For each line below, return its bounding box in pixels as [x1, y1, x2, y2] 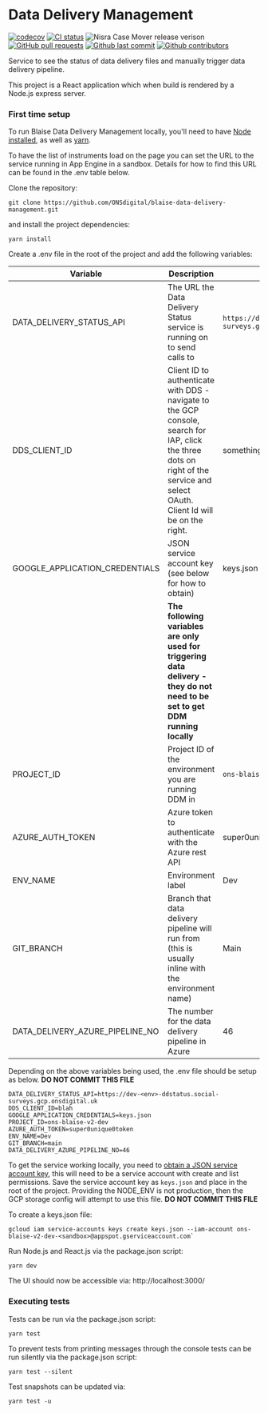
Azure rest [167, 847, 207, 858]
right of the [167, 465, 210, 476]
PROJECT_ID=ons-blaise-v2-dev [8, 1119, 109, 1127]
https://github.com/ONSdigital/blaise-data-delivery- [43, 198, 227, 207]
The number [167, 1006, 214, 1017]
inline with [167, 963, 206, 974]
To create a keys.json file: [8, 1210, 93, 1219]
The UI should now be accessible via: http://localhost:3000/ [8, 1276, 205, 1286]
